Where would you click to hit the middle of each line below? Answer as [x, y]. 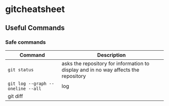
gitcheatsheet [35, 9]
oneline [17, 88]
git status [21, 70]
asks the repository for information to [106, 63]
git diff [16, 96]
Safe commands [26, 42]
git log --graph [27, 83]
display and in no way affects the [101, 70]
